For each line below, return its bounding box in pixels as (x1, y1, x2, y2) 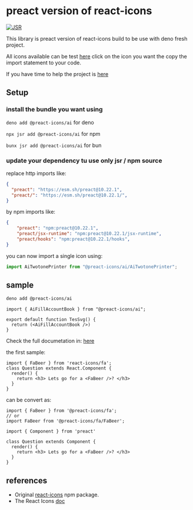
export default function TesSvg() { (6, 317, 96, 323)
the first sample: (6, 349, 46, 356)
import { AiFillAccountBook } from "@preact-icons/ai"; (6, 306, 146, 312)
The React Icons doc (14, 498, 65, 505)
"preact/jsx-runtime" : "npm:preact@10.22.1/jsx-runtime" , (16, 231, 162, 237)
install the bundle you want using (6, 105, 103, 113)
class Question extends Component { (6, 439, 96, 445)
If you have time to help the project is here (6, 70, 109, 77)
